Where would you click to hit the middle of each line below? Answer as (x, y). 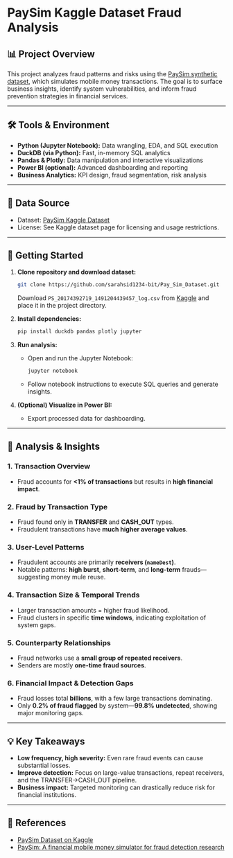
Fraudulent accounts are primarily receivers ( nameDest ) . (96, 562)
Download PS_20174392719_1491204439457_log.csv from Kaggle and (113, 298)
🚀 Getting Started (45, 255)
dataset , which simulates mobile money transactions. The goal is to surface (115, 81)
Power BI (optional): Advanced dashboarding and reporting (103, 167)
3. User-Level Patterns (46, 547)
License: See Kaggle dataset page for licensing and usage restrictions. (118, 227)
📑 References (37, 823)
